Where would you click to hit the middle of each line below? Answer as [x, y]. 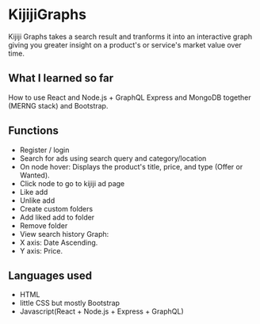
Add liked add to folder [57, 217]
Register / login [44, 150]
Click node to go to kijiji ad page [72, 183]
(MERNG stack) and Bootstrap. [58, 105]
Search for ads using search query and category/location [113, 158]
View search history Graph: [64, 234]
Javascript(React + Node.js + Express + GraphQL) [101, 311]
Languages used [50, 275]
